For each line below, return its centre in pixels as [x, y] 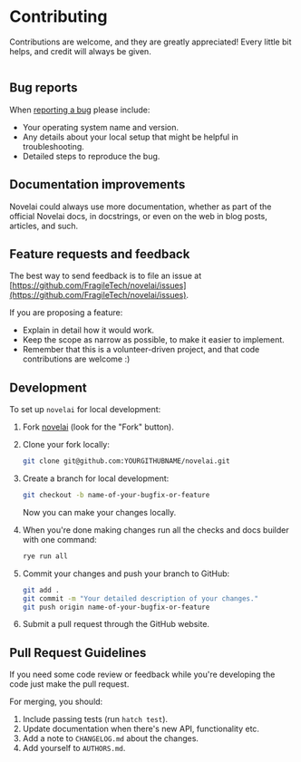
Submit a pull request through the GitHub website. [116, 624]
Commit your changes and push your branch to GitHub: [126, 574]
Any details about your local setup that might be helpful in [130, 137]
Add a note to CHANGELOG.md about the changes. [111, 738]
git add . [41, 590]
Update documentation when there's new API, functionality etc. [141, 729]
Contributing [58, 17]
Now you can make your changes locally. [99, 512]
